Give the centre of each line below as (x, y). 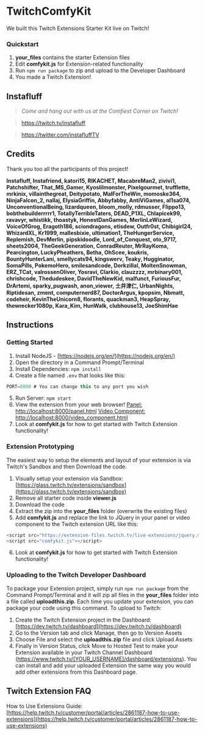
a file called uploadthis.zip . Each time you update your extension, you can (100, 601)
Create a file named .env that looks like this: (70, 375)
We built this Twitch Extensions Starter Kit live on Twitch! (78, 28)
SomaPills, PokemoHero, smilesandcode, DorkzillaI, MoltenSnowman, (97, 265)
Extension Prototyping (40, 447)
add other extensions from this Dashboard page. (76, 672)
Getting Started (30, 343)
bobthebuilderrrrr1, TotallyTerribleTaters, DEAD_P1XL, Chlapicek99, (94, 213)
